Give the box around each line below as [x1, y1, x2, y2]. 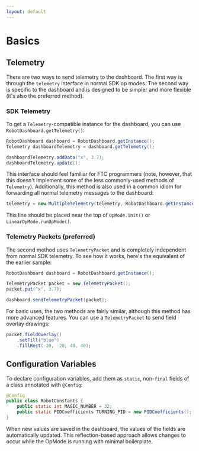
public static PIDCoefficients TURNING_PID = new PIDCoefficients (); [17, 409, 192, 415]
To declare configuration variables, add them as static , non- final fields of [6, 375, 190, 382]
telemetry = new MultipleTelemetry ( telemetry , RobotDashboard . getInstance [6, 201, 195, 207]
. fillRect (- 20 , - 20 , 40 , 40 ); [17, 343, 92, 349]
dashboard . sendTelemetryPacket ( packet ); [6, 297, 108, 303]
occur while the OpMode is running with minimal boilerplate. [6, 437, 153, 444]
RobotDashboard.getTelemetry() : [6, 127, 85, 134]
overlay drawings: [6, 320, 50, 327]
